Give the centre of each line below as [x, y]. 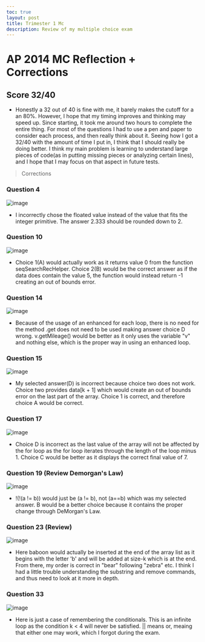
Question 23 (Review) [39, 527]
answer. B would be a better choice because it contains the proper [99, 505]
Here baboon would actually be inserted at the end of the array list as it [105, 553]
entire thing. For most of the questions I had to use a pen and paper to [103, 129]
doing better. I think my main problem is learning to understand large [102, 149]
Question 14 [24, 298]
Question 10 [24, 237]
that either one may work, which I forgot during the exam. [88, 632]
